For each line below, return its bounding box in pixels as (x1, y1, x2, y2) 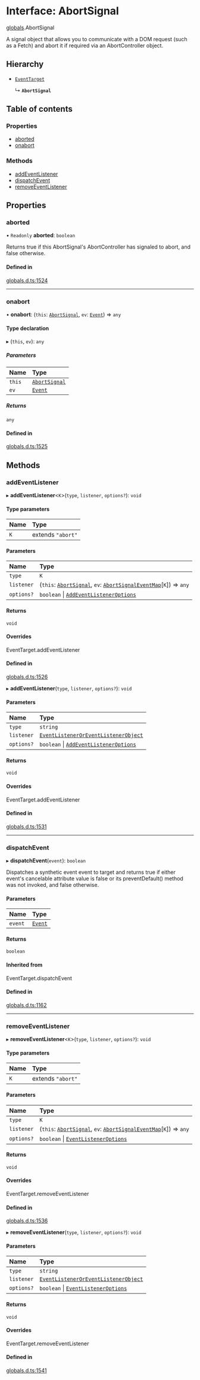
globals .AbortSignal (6, 24, 55, 31)
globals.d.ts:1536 (6, 1217, 48, 1225)
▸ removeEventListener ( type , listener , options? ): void (6, 1229, 142, 1236)
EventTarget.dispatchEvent (6, 974, 73, 981)
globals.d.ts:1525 (6, 443, 48, 450)
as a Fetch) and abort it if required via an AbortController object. (6, 42, 164, 49)
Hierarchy (6, 59, 44, 69)
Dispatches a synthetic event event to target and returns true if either (6, 868, 176, 876)
